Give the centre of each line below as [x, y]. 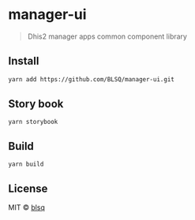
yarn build [26, 164]
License [28, 188]
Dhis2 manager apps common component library [107, 36]
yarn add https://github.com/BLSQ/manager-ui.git [92, 79]
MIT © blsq [27, 207]
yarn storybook [33, 122]
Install [24, 61]
